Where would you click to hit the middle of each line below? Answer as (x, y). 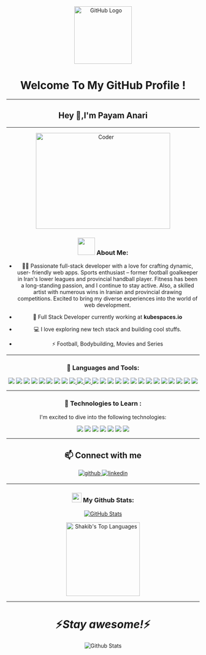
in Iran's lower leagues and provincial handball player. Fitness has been (108, 279)
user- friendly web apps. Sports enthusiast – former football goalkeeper (108, 273)
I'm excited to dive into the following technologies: (103, 417)
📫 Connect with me (103, 456)
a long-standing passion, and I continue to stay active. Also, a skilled (108, 285)
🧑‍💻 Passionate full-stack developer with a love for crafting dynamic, (108, 266)
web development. (108, 305)
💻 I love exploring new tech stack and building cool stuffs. (108, 329)
